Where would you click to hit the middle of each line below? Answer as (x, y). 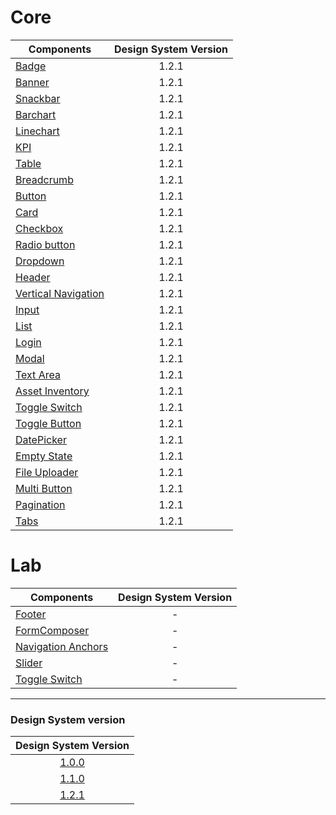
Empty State (44, 456)
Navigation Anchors (62, 646)
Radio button (45, 244)
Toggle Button (48, 423)
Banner (32, 82)
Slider (29, 663)
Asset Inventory (52, 391)
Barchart (36, 114)
